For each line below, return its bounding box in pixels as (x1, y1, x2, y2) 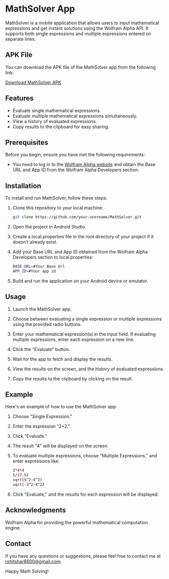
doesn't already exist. (12, 239, 58, 245)
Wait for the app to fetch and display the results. (12, 356, 112, 362)
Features (5, 94, 34, 103)
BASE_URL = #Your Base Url (12, 264, 65, 269)
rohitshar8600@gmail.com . (5, 558, 62, 564)
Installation (5, 181, 41, 190)
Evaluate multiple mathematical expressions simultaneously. (12, 112, 138, 119)
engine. (5, 525, 21, 531)
